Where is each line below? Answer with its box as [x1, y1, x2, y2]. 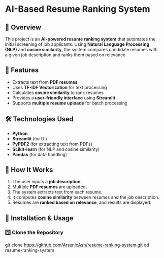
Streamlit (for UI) [12, 135, 48, 141]
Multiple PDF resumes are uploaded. [12, 184, 87, 190]
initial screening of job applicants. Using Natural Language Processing [5, 41, 150, 47]
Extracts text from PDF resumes [12, 79, 78, 85]
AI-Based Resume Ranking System [5, 3, 150, 15]
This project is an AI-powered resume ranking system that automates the [5, 36, 156, 42]
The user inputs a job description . [12, 179, 82, 185]
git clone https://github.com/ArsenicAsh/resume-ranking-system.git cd [5, 242, 149, 248]
